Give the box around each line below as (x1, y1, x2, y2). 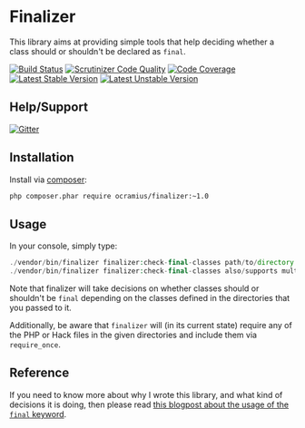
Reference (9, 365, 70, 381)
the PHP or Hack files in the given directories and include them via (9, 329, 257, 340)
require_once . (9, 339, 61, 350)
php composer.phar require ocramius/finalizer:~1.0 (9, 191, 209, 200)
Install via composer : (9, 174, 88, 185)
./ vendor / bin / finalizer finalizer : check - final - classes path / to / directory (9, 258, 295, 267)
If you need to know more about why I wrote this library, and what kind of (9, 389, 283, 400)
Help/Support (9, 100, 89, 115)
